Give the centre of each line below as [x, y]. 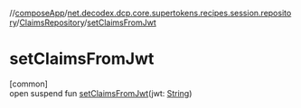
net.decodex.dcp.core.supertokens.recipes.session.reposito [179, 13]
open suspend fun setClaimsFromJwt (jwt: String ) [101, 93]
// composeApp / [38, 13]
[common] [28, 84]
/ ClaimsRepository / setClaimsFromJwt [86, 22]
